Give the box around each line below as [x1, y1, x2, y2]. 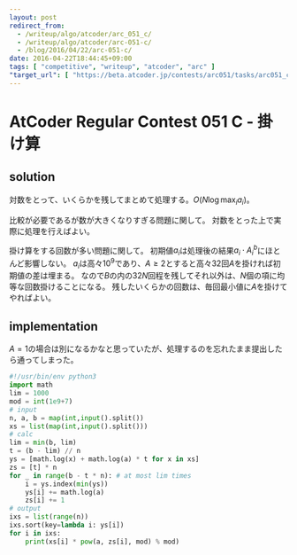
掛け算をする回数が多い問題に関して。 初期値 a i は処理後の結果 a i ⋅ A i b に [9, 243, 266, 257]
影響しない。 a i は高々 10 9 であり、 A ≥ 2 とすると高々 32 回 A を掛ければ [24, 256, 274, 270]
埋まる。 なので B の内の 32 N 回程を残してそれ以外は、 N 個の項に [47, 270, 278, 281]
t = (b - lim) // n [9, 447, 81, 456]
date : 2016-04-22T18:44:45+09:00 [9, 54, 133, 63]
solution [9, 169, 56, 184]
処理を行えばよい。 [24, 225, 95, 236]
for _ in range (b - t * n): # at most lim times [9, 471, 192, 480]
